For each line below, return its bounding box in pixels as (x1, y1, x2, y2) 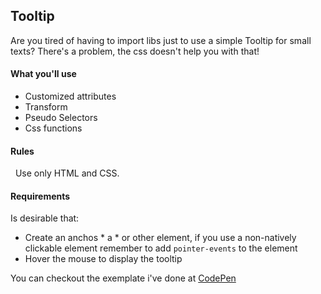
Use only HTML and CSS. (14, 167, 120, 179)
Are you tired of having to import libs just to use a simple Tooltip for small (10, 34, 312, 46)
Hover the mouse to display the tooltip (24, 253, 183, 265)
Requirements (10, 190, 71, 202)
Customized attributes (24, 90, 117, 103)
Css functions (24, 122, 83, 134)
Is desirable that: (10, 212, 80, 224)
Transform (24, 101, 68, 113)
